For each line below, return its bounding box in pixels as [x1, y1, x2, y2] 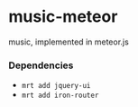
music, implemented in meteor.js [8, 36, 130, 47]
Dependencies [8, 59, 74, 72]
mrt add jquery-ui [21, 82, 91, 91]
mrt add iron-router [21, 91, 99, 101]
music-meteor [8, 6, 118, 27]
